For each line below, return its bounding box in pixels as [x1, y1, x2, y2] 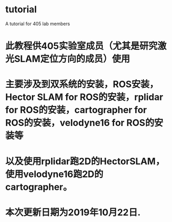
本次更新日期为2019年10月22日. [5, 207, 141, 218]
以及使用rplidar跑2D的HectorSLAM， [5, 155, 165, 167]
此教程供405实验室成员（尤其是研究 [5, 40, 158, 52]
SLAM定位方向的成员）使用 [14, 53, 131, 65]
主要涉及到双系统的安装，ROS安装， [5, 79, 159, 90]
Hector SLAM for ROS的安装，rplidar [5, 91, 163, 103]
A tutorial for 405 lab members [5, 21, 70, 27]
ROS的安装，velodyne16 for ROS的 [5, 117, 155, 129]
